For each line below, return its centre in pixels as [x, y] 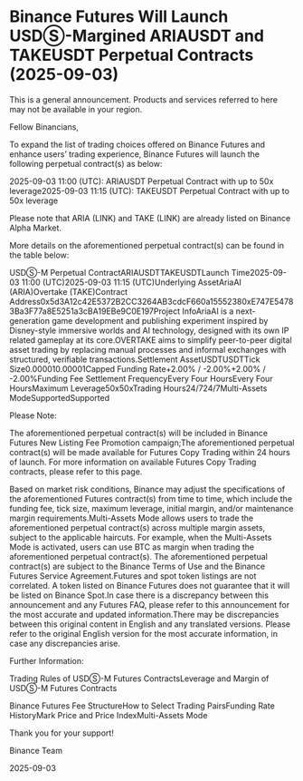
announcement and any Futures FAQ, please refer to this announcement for [150, 604]
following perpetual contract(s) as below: [86, 163]
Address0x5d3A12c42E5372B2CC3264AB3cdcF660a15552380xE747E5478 [151, 301]
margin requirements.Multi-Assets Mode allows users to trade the [132, 518]
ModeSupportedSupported [60, 397]
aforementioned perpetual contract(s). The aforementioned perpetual [139, 556]
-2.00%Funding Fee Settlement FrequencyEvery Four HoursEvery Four [141, 378]
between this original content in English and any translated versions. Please [150, 624]
